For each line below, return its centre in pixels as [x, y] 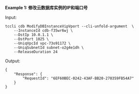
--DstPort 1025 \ [31, 39]
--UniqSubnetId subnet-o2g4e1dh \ [49, 48]
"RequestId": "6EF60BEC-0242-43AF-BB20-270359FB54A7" [78, 78]
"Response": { [28, 74]
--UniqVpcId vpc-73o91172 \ [42, 43]
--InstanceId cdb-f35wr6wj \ [43, 31]
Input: [11, 17]
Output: [13, 61]
